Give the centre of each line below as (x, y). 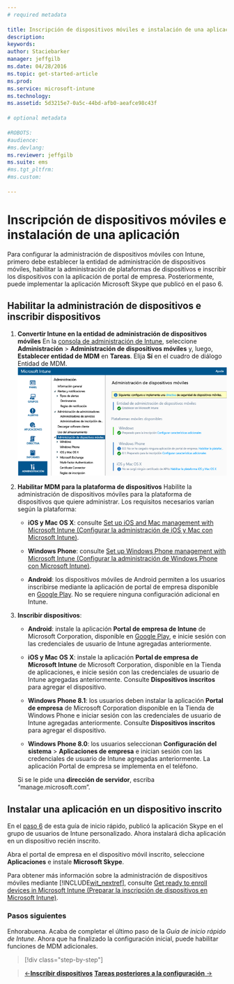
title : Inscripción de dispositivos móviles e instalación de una (106, 29)
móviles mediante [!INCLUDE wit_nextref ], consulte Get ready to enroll (107, 883)
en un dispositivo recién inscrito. (54, 841)
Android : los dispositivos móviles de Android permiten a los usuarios (126, 580)
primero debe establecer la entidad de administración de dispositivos (107, 262)
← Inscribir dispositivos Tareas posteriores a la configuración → (118, 973)
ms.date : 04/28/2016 (37, 66)
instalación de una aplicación (93, 235)
